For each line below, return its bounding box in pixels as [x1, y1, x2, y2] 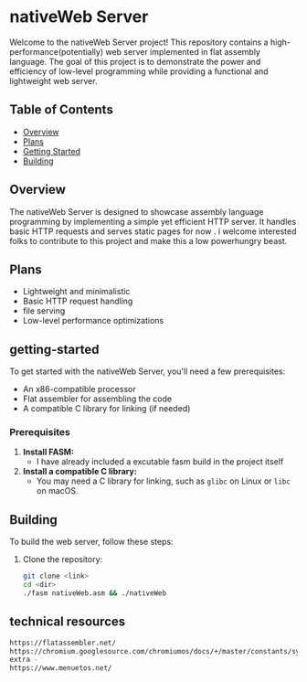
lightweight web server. [9, 75, 98, 86]
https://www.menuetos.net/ [9, 664, 112, 673]
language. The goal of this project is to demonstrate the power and [9, 56, 261, 67]
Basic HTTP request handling [22, 295, 133, 307]
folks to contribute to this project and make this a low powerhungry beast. [9, 235, 288, 246]
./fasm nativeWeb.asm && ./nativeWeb [22, 589, 167, 598]
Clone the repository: [22, 554, 103, 565]
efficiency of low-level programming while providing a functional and [9, 66, 269, 77]
